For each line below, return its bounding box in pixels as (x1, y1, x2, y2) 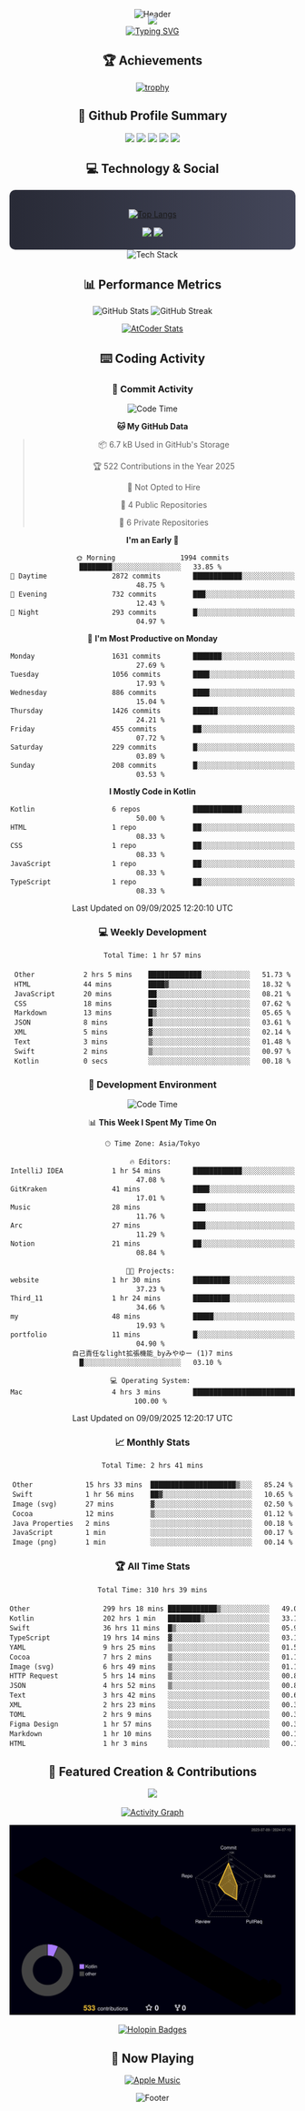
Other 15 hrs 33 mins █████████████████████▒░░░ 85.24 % (12, 1480, 293, 1490)
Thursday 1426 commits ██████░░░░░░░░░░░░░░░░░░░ (10, 706, 295, 715)
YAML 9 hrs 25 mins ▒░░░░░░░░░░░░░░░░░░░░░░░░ (9, 1642, 271, 1651)
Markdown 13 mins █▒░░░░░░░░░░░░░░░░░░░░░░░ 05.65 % (14, 1008, 291, 1018)
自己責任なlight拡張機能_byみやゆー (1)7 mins (72, 1349, 233, 1359)
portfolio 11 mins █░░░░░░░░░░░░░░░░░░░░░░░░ (10, 1330, 295, 1339)
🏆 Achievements (103, 53, 202, 68)
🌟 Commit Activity (112, 382, 193, 395)
